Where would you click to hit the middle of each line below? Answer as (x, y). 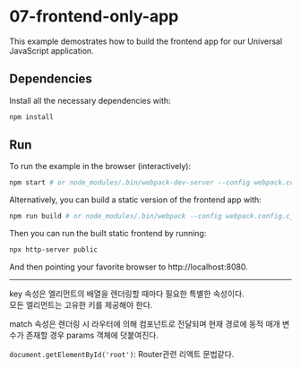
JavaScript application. (52, 50)
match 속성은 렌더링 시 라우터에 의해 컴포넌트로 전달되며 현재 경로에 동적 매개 (145, 324)
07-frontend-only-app (94, 17)
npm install (31, 117)
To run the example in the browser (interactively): (100, 167)
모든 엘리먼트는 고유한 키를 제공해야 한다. (81, 305)
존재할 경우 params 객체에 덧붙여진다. (92, 335)
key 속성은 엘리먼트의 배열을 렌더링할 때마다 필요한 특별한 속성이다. (127, 294)
